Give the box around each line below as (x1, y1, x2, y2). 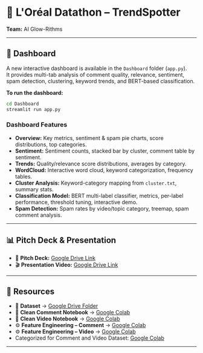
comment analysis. (14, 211, 62, 218)
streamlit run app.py (6, 106, 61, 112)
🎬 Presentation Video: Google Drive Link (14, 261, 118, 268)
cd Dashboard (6, 101, 39, 107)
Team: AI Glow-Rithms (6, 25, 63, 33)
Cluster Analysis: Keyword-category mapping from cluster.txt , (14, 179, 177, 186)
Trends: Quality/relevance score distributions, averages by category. (14, 160, 187, 167)
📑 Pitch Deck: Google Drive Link (14, 254, 95, 261)
